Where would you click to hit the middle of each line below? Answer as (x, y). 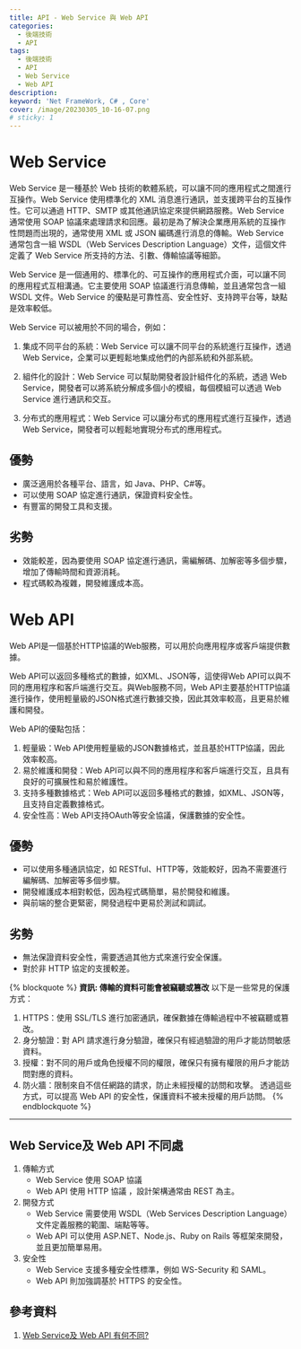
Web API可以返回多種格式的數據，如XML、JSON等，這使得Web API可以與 (146, 676)
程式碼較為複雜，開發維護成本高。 (85, 583)
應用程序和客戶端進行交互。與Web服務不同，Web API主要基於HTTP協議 (158, 687)
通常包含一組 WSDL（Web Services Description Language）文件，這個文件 (148, 244)
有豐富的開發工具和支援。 (69, 506)
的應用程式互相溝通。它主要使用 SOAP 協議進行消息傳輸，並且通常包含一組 (148, 286)
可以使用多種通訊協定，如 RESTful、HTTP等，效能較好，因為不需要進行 (155, 869)
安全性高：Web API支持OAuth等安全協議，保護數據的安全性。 (136, 815)
